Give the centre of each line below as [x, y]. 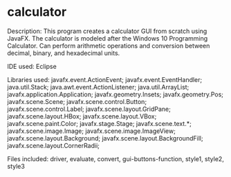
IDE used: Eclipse [32, 66]
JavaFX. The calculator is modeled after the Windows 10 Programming [108, 38]
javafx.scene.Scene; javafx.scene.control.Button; [77, 101]
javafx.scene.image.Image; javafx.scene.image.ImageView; [92, 131]
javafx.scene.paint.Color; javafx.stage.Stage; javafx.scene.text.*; [99, 123]
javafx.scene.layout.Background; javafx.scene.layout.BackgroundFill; [105, 138]
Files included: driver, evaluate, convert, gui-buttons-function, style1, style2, [116, 158]
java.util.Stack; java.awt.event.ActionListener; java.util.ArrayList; [98, 87]
